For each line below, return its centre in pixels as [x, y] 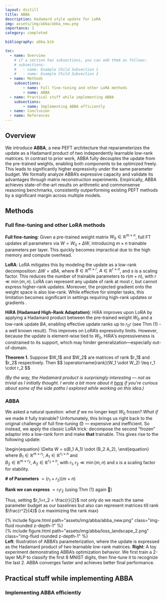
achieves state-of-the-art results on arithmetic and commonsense [73, 185]
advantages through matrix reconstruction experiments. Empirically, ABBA [81, 179]
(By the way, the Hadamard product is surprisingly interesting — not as [78, 377]
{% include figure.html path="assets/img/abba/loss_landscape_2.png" [77, 531]
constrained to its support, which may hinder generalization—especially [78, 342]
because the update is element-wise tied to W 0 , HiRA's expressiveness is [80, 336]
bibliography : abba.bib [30, 42]
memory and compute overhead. [39, 255]
